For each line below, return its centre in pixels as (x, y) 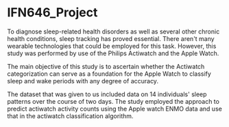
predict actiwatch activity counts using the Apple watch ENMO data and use (115, 109)
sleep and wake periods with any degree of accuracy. (83, 81)
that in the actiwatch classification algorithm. (70, 116)
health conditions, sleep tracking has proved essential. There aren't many (111, 38)
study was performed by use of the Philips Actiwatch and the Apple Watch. (113, 53)
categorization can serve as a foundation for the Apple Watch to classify (109, 74)
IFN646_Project (52, 13)
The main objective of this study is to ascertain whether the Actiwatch (106, 66)
